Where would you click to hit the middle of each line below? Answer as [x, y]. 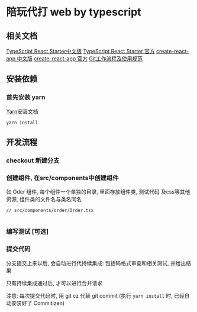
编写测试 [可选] [28, 231]
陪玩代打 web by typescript [74, 12]
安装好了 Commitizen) [38, 303]
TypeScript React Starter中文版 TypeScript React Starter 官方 [80, 51]
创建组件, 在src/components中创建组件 [62, 178]
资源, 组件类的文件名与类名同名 [44, 200]
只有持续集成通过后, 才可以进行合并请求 [54, 283]
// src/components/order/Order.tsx [50, 211]
